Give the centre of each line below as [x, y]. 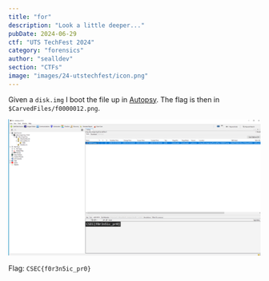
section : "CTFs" [35, 68]
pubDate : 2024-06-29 [43, 34]
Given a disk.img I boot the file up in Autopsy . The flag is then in [114, 99]
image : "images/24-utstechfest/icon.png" [78, 76]
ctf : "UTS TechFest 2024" [51, 42]
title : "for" [30, 17]
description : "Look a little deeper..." [77, 25]
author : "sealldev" [41, 59]
